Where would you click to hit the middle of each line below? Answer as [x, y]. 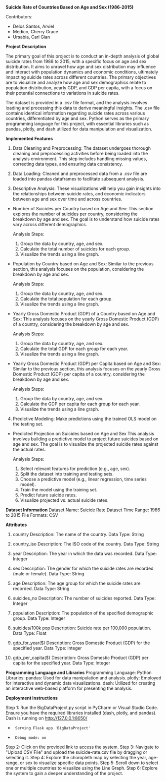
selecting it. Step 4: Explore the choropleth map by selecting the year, [77, 757]
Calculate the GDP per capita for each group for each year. [80, 404]
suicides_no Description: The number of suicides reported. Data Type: [84, 598]
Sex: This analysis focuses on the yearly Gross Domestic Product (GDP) [86, 319]
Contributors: [19, 17]
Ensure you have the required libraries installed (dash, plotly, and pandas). [81, 713]
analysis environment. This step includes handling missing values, [80, 159]
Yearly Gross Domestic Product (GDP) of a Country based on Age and [84, 314]
